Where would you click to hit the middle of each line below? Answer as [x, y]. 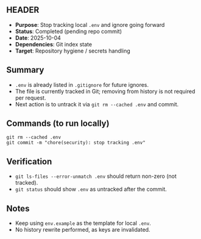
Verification [29, 161]
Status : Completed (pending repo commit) [69, 31]
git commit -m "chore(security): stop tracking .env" [76, 143]
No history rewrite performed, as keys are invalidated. [83, 230]
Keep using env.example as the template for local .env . [83, 223]
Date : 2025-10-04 [38, 38]
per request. [30, 98]
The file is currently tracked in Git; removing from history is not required [105, 91]
